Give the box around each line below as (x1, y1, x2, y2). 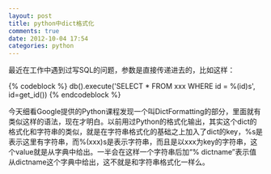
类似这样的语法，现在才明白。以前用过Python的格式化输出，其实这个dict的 (8, 117, 257, 126)
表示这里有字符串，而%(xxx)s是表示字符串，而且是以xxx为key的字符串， (8, 137, 251, 146)
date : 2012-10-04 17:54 (8, 34, 89, 43)
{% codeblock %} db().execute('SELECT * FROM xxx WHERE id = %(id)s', (8, 82, 256, 91)
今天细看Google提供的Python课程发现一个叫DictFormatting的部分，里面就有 (8, 107, 261, 117)
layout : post (8, 11, 53, 20)
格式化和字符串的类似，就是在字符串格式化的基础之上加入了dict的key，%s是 (8, 127, 263, 137)
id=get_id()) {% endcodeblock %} (8, 90, 121, 100)
